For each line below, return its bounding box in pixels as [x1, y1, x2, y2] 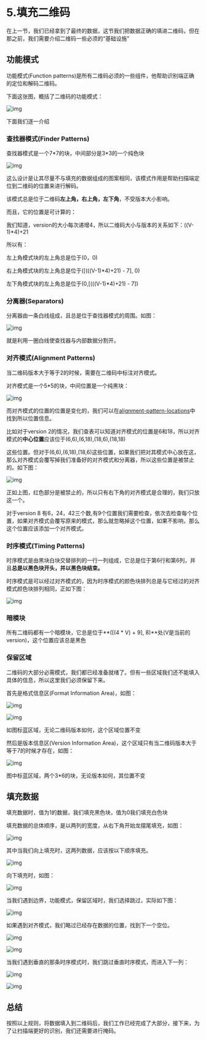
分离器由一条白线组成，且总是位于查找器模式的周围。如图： [6, 312, 157, 319]
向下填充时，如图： [6, 872, 55, 879]
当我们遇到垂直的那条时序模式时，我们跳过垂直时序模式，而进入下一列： [6, 958, 189, 966]
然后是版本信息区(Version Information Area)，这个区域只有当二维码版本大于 [6, 739, 197, 747]
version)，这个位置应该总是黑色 [6, 637, 86, 644]
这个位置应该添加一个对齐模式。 [6, 524, 87, 532]
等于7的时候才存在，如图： [6, 747, 74, 754]
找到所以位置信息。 [6, 414, 55, 422]
